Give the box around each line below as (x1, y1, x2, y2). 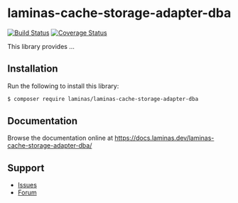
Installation (7, 62, 58, 75)
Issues (17, 181, 38, 190)
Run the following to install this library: (7, 82, 119, 90)
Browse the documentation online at (7, 133, 114, 143)
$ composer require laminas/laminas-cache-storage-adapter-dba (7, 95, 199, 102)
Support (7, 162, 45, 174)
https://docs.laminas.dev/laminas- (114, 133, 215, 143)
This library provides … (7, 42, 75, 50)
